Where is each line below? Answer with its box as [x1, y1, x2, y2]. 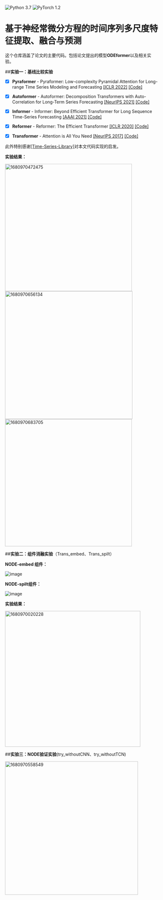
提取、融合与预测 [14, 36, 82, 46]
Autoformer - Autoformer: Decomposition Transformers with [12, 94, 134, 99]
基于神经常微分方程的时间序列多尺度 [5, 23, 150, 34]
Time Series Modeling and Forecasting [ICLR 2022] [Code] [25, 84, 143, 90]
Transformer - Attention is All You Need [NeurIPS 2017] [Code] [12, 133, 139, 139]
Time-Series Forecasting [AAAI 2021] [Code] [12, 114, 102, 120]
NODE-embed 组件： [5, 561, 48, 567]
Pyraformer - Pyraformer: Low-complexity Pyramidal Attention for [12, 78, 145, 84]
